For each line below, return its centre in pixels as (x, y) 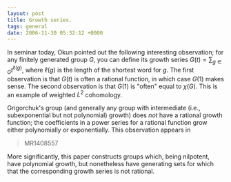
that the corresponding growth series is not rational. (81, 171)
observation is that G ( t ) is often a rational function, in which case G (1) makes (115, 79)
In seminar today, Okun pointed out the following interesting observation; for (115, 52)
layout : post (26, 13)
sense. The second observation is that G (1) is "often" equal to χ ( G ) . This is (112, 86)
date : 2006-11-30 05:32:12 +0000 (55, 33)
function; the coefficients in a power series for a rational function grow (108, 123)
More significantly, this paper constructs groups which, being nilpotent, (109, 156)
